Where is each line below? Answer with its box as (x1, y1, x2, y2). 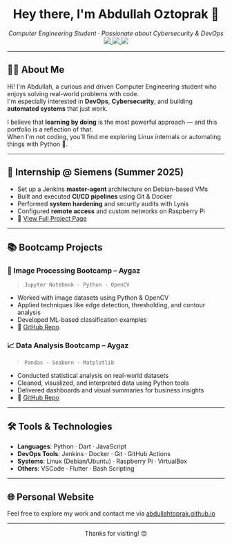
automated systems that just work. (7, 104, 108, 113)
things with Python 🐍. (7, 140, 68, 148)
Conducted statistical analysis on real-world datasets (17, 371, 169, 379)
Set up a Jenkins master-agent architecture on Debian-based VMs (17, 185, 209, 193)
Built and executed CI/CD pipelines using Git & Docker (17, 192, 173, 200)
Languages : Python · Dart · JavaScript (17, 442, 126, 451)
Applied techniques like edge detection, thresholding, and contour (17, 301, 206, 309)
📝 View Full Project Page (17, 214, 88, 222)
